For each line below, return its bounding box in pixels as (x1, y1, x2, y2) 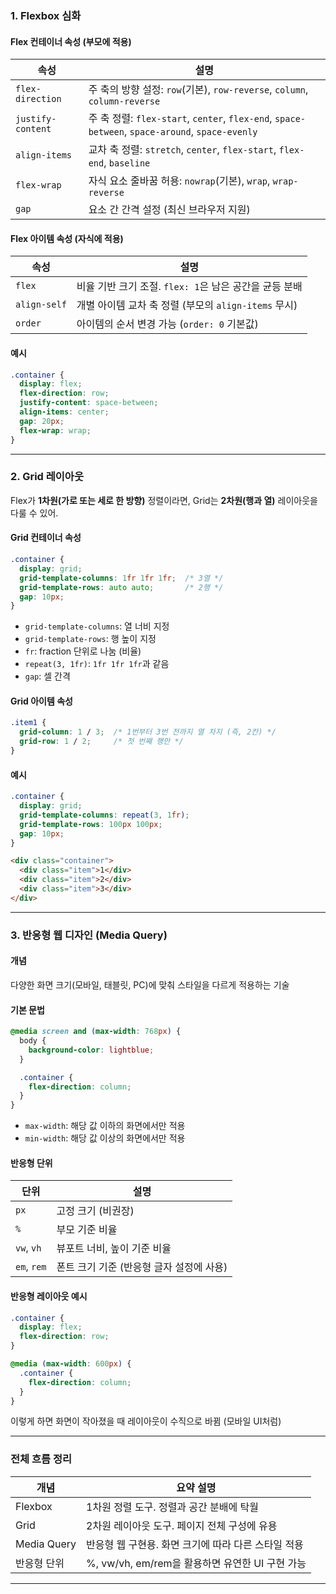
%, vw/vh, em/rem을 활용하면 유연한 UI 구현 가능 (86, 1556, 307, 1570)
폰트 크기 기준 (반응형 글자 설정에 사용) (56, 1260, 228, 1274)
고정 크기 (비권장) (56, 1204, 135, 1218)
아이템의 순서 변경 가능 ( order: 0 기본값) (76, 317, 259, 331)
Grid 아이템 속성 (10, 695, 73, 707)
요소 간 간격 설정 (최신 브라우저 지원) (88, 203, 251, 217)
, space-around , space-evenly (123, 125, 258, 139)
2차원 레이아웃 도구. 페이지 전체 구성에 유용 (86, 1518, 278, 1532)
